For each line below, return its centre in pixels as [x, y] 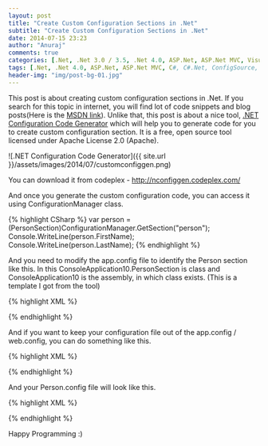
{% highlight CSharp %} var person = [70, 219]
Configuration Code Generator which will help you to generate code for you [132, 123]
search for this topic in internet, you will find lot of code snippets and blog [130, 106]
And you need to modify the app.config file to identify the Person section [128, 260]
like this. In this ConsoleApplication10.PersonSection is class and [114, 269]
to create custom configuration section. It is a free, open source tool [120, 132]
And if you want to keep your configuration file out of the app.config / [122, 332]
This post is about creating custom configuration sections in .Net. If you [126, 98]
